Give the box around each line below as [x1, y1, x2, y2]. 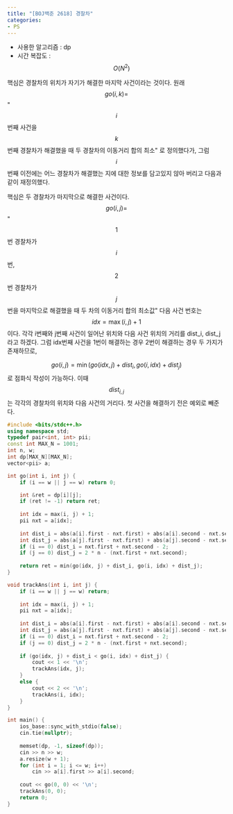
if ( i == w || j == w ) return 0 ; [19, 479, 116, 486]
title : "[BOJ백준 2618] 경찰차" [7, 10, 94, 17]
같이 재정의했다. [7, 178, 51, 186]
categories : [7, 17, 42, 24]
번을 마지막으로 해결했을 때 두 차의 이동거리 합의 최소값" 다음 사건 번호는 [7, 306, 202, 315]
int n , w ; [7, 447, 36, 454]
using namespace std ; [7, 428, 70, 435]
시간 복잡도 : [17, 51, 51, 60]
